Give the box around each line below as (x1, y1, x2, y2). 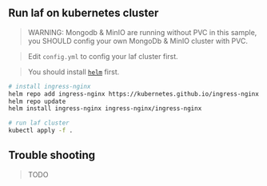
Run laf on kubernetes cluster (8, 6, 159, 20)
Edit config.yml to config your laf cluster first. (27, 51, 178, 61)
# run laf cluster (8, 119, 70, 127)
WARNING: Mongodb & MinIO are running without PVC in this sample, (27, 27, 257, 37)
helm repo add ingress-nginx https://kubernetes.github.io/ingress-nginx (8, 89, 260, 98)
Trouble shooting (8, 148, 96, 162)
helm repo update (8, 97, 66, 105)
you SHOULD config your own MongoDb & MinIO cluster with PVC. (27, 36, 248, 46)
